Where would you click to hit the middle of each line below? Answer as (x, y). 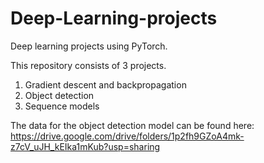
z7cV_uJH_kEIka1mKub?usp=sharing (85, 146)
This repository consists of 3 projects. (88, 65)
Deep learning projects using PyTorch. (89, 46)
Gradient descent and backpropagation (105, 84)
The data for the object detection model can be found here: (132, 125)
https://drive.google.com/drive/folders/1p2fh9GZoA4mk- (127, 136)
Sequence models (62, 106)
